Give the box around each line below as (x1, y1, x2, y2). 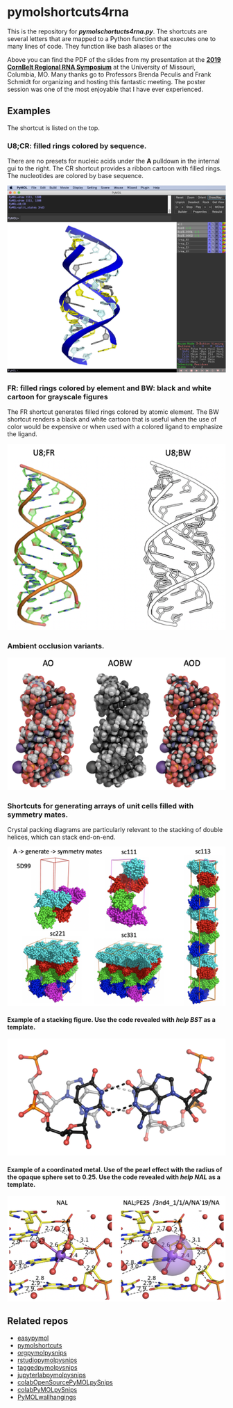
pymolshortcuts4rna (7, 4, 130, 20)
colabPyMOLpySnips (17, 1385, 78, 1393)
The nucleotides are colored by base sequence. (7, 172, 144, 180)
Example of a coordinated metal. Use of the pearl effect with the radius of (7, 1165, 223, 1174)
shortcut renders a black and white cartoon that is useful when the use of (7, 415, 217, 424)
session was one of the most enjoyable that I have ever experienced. (7, 85, 204, 93)
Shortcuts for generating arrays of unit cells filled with (7, 801, 194, 810)
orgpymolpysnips (17, 1348, 67, 1357)
